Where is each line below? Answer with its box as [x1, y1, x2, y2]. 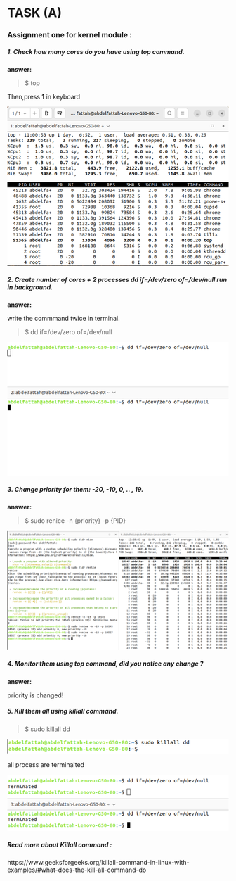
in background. [7, 283, 53, 291]
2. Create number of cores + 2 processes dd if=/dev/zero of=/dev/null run [7, 275, 227, 284]
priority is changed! [7, 691, 64, 699]
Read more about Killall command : [7, 841, 112, 849]
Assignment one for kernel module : [7, 30, 132, 40]
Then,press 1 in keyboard [7, 93, 81, 101]
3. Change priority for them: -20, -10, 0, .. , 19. [7, 485, 144, 493]
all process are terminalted [7, 761, 85, 769]
